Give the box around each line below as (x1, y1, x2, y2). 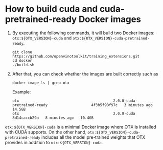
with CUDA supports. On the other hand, (5, 129, 87, 135)
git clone (12, 50, 33, 55)
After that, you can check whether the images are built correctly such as (12, 71, 158, 76)
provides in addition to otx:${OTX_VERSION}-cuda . (5, 139, 103, 145)
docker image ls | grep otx (12, 80, 70, 85)
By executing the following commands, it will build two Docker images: (12, 30, 155, 36)
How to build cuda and (5, 3, 98, 15)
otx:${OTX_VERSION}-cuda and (12, 35, 72, 41)
